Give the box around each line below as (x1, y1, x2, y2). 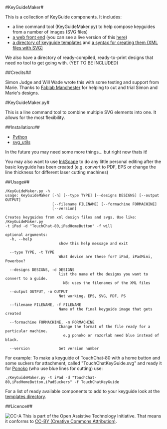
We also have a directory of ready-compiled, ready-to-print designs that (5, 54, 154, 60)
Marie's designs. (5, 90, 39, 95)
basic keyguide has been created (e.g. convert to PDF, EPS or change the (5, 164, 156, 169)
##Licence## (5, 403, 33, 409)
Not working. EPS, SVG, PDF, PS (58, 293, 126, 298)
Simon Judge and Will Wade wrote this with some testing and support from (5, 79, 160, 85)
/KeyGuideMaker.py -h (5, 188, 50, 193)
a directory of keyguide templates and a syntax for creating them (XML (12, 39, 158, 45)
